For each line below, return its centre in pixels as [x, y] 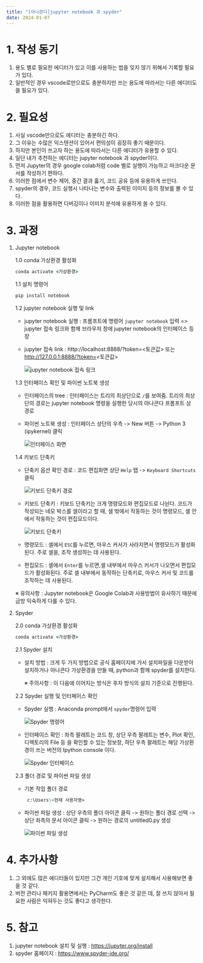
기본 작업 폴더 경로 [46, 788]
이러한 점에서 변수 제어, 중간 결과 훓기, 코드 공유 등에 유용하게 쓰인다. [96, 181]
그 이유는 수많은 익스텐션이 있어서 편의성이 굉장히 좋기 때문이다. [90, 143]
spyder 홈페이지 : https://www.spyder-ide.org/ [72, 953]
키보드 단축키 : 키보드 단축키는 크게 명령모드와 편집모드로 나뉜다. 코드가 [108, 504]
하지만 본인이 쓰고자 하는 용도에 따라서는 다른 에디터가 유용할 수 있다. [97, 150]
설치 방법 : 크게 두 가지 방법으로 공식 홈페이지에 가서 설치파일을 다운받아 [109, 662]
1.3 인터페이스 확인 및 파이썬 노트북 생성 [62, 383]
